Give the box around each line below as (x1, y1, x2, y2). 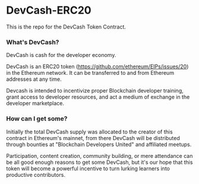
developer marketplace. (6, 100, 64, 107)
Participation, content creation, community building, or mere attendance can (6, 152, 193, 159)
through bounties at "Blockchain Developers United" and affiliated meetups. (6, 141, 192, 148)
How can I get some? (6, 115, 68, 123)
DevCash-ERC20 (6, 4, 91, 17)
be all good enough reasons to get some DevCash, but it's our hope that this (6, 158, 193, 166)
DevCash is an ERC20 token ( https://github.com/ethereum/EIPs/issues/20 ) (6, 63, 189, 70)
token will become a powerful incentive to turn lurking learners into (6, 164, 170, 172)
